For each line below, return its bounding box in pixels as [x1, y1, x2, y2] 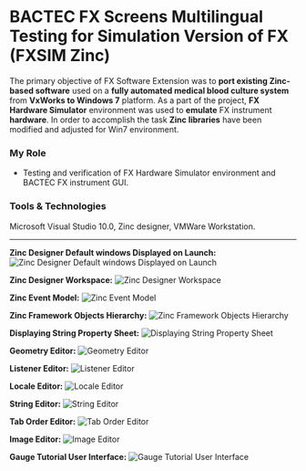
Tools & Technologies [9, 200, 107, 213]
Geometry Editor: [9, 345, 76, 356]
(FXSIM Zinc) [9, 46, 111, 66]
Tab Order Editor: [9, 415, 76, 426]
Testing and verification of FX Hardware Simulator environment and [22, 167, 276, 179]
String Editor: [9, 398, 61, 409]
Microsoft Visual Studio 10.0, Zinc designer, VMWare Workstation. [9, 221, 256, 232]
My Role [9, 146, 46, 159]
